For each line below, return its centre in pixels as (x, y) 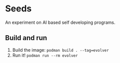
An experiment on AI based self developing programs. (60, 22)
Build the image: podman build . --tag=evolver (60, 50)
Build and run (26, 38)
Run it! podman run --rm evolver (45, 55)
